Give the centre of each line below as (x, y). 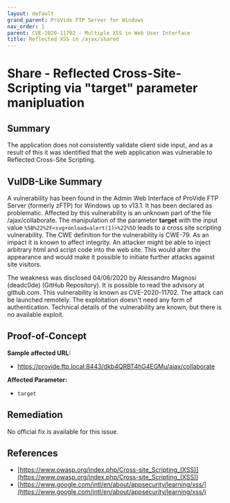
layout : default (30, 13)
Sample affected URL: (39, 353)
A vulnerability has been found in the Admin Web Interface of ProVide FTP (113, 198)
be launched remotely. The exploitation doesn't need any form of (100, 300)
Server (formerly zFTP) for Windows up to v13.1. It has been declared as (110, 205)
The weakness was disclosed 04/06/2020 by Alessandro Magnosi (102, 277)
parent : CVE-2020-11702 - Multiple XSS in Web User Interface (99, 33)
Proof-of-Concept (47, 336)
